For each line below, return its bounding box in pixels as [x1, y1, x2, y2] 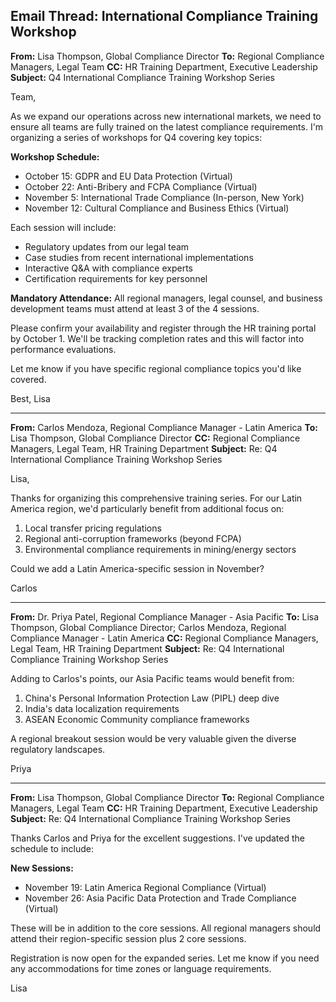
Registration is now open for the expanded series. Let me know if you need [10, 952, 320, 964]
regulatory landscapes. [10, 743, 106, 755]
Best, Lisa [10, 392, 51, 404]
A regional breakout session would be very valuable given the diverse [10, 732, 297, 744]
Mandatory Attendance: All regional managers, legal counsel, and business [10, 292, 323, 304]
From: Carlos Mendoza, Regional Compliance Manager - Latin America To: [10, 421, 318, 433]
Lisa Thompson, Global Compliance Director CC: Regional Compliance [10, 432, 301, 444]
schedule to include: [10, 842, 95, 854]
